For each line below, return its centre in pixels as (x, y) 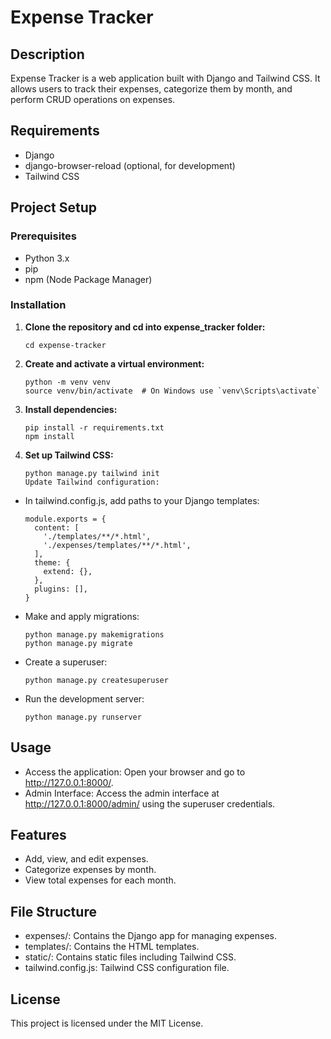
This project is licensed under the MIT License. (107, 1023)
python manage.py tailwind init (92, 473)
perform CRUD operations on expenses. (93, 99)
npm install (49, 436)
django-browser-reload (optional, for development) (130, 165)
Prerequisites (43, 236)
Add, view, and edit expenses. (86, 859)
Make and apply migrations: (82, 616)
